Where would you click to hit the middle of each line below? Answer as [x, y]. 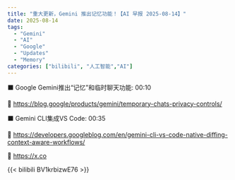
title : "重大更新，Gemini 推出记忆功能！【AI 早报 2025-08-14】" [97, 14]
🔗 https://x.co [27, 155]
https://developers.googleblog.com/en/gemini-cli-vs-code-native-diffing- [120, 134]
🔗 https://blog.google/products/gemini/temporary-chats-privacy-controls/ [115, 104]
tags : [15, 27]
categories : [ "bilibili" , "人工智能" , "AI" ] [70, 66]
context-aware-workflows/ [46, 142]
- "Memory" [30, 60]
